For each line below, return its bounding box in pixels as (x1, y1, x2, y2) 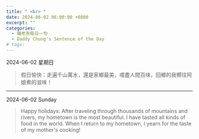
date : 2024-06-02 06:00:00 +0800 (6, 14, 89, 20)
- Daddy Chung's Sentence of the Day (11, 36, 105, 42)
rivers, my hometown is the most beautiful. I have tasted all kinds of (20, 114, 185, 121)
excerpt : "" (6, 20, 36, 25)
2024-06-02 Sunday (6, 96, 57, 103)
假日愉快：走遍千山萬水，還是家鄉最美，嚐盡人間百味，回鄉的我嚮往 (20, 71, 187, 78)
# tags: (6, 42, 25, 48)
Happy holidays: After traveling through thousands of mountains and (20, 107, 188, 114)
